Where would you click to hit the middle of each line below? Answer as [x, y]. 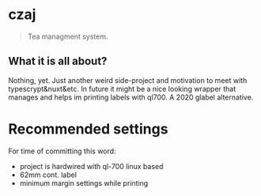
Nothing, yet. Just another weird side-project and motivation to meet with [128, 80]
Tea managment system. [68, 36]
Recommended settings [88, 129]
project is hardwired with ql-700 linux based [91, 166]
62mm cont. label [48, 175]
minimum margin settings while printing [84, 183]
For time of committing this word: [62, 151]
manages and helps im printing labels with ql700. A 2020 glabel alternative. [131, 97]
